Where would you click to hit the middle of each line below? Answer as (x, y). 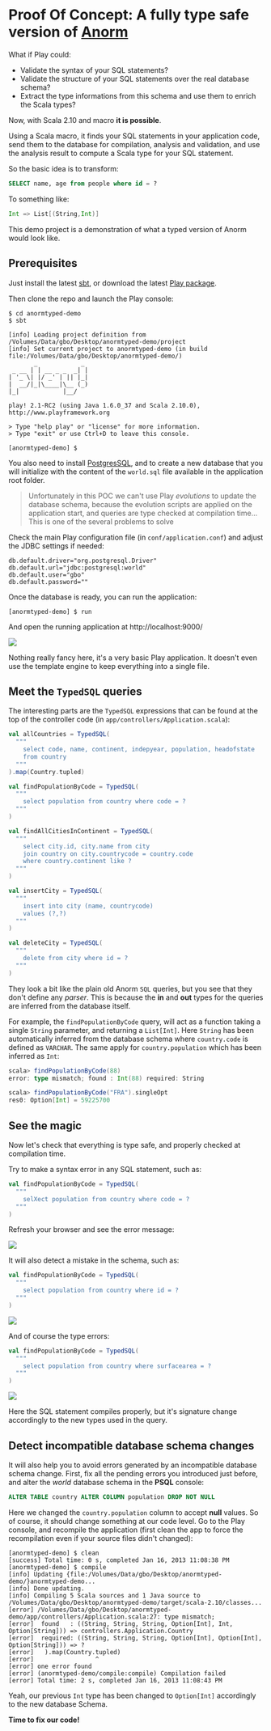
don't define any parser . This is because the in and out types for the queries (136, 997)
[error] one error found (50, 1666)
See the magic (45, 1126)
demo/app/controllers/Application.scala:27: (85, 1617)
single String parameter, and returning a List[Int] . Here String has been (131, 1030)
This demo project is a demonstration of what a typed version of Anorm (127, 229)
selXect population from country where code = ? (106, 1199)
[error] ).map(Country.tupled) (65, 1652)
